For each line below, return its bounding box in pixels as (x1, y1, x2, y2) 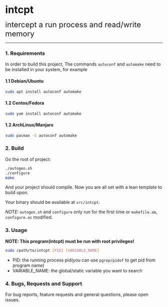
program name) (12, 262, 45, 268)
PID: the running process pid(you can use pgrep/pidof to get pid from (12, 257, 156, 263)
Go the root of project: (5, 156, 51, 162)
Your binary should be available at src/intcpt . (5, 199, 100, 205)
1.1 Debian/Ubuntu (5, 78, 44, 84)
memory (5, 29, 35, 39)
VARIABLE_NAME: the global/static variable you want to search (12, 267, 142, 273)
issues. (5, 296, 20, 302)
